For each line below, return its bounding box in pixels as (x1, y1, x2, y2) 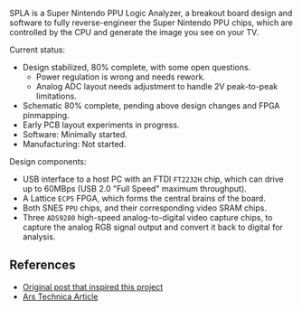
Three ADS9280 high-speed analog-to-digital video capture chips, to (22, 212, 273, 222)
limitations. (35, 90, 77, 101)
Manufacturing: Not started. (22, 139, 127, 149)
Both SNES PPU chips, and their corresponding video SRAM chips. (22, 202, 267, 213)
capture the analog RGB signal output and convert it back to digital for (22, 221, 283, 232)
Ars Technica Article (22, 291, 99, 302)
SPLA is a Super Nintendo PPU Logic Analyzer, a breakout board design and (9, 8, 293, 18)
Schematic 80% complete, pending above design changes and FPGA (22, 100, 280, 111)
